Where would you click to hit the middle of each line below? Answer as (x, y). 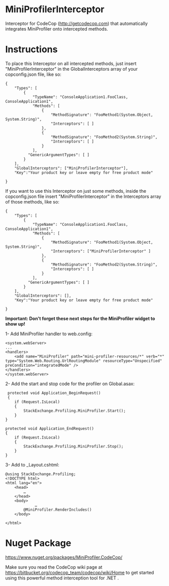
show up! (15, 324)
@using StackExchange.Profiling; (41, 474)
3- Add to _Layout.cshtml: (32, 464)
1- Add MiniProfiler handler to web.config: (49, 334)
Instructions (31, 50)
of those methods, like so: (32, 201)
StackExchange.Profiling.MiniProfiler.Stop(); (74, 446)
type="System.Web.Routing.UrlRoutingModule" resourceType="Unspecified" (84, 361)
